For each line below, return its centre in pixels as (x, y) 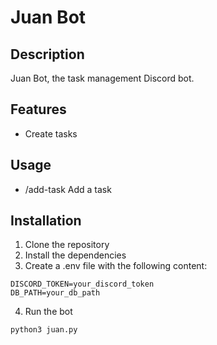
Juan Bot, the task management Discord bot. (102, 78)
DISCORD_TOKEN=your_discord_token (82, 284)
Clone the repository (67, 245)
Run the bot (48, 312)
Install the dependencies (75, 255)
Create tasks (51, 133)
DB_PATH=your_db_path (55, 293)
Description (47, 54)
